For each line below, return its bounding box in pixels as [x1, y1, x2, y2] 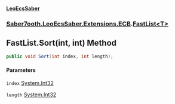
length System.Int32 [6, 91, 57, 98]
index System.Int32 [6, 80, 54, 87]
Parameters [6, 66, 36, 74]
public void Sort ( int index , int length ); [6, 53, 113, 59]
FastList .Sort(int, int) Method [6, 37, 117, 48]
